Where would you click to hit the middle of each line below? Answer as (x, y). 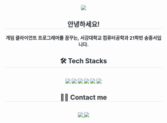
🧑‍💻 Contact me (83, 97)
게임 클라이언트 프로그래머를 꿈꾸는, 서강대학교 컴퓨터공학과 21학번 (74, 38)
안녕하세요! (83, 24)
